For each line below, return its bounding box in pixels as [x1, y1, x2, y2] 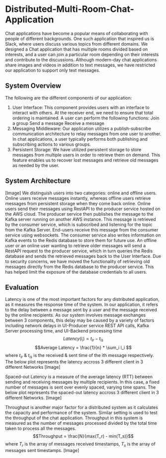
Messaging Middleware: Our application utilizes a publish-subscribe [12, 125, 151, 131]
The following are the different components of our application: [5, 95, 132, 101]
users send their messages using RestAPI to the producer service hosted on [5, 206, 161, 212]
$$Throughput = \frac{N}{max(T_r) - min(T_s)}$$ [33, 433, 134, 439]
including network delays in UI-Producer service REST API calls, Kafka [5, 323, 149, 329]
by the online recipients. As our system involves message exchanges [5, 312, 146, 318]
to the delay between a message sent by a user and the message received [5, 307, 157, 313]
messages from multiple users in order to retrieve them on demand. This [12, 152, 160, 158]
